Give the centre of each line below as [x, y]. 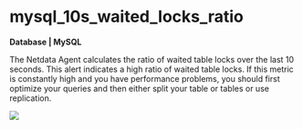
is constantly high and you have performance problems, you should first [145, 78]
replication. [31, 98]
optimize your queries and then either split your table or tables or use [139, 88]
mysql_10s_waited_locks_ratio [127, 17]
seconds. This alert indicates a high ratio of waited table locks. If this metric [151, 69]
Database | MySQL [46, 42]
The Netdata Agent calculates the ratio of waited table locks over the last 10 [152, 59]
